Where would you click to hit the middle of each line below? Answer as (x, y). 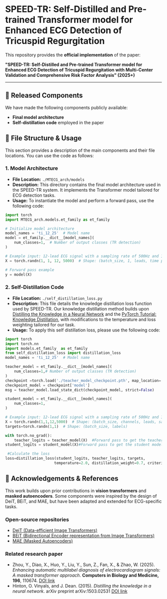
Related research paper (34, 554)
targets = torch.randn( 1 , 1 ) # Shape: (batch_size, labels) (66, 426)
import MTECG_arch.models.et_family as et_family (58, 220)
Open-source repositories (37, 519)
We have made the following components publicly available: (66, 107)
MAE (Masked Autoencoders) (42, 541)
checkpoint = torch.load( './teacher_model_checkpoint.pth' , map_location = (83, 380)
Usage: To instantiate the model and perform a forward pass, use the (83, 200)
